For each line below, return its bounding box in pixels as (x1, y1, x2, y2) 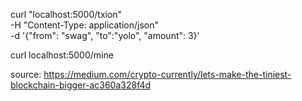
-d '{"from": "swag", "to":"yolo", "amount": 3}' (10, 30, 200, 41)
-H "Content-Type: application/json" (10, 19, 159, 31)
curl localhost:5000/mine (10, 49, 114, 61)
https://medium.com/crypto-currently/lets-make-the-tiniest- (43, 69, 292, 80)
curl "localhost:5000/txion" (10, 9, 123, 20)
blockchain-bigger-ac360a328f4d (10, 79, 152, 91)
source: (10, 69, 42, 80)
